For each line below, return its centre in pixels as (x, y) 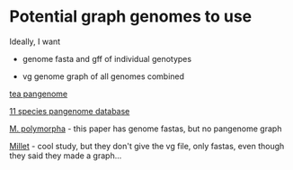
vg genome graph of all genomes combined (103, 76)
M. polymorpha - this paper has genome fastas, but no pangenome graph (146, 129)
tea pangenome (39, 94)
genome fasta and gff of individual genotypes (107, 58)
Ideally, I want (35, 41)
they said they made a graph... (66, 156)
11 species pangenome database (70, 111)
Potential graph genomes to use (131, 17)
